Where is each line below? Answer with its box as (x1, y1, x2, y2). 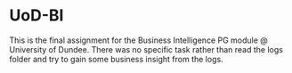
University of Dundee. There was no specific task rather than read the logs (9, 44, 283, 54)
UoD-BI (9, 5, 64, 26)
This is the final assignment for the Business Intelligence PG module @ (9, 35, 269, 45)
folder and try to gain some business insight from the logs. (9, 53, 224, 64)
